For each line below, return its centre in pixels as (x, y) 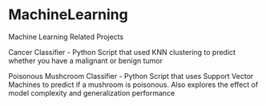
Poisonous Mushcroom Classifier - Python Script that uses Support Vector (131, 76)
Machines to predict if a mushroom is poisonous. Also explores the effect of (133, 84)
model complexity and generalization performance (92, 92)
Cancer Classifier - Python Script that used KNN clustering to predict (122, 52)
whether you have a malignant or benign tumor (85, 61)
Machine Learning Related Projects (66, 37)
